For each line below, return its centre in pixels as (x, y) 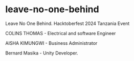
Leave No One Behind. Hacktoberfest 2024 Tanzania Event (68, 23)
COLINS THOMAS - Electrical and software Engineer (61, 33)
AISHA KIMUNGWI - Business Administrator (51, 43)
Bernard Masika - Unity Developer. (42, 53)
